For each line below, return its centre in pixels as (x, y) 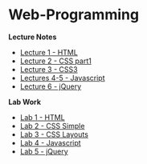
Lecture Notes (33, 37)
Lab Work (25, 102)
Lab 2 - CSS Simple (52, 126)
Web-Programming (73, 15)
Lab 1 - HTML (43, 117)
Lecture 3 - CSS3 (49, 69)
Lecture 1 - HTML (49, 52)
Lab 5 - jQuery (44, 151)
